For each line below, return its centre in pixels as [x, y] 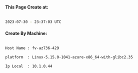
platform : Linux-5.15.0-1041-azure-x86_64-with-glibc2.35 [69, 57]
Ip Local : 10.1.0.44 [29, 66]
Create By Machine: [26, 33]
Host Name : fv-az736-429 [32, 48]
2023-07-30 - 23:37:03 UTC [33, 22]
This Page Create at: [27, 7]
